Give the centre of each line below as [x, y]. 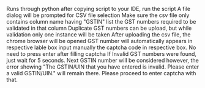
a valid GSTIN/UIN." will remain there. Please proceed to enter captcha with [101, 73]
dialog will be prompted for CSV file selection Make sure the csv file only [98, 15]
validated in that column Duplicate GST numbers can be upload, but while [99, 28]
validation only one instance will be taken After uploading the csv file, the [99, 35]
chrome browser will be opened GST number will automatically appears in [99, 41]
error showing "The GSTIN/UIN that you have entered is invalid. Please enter [103, 67]
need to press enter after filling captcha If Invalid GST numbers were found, [102, 54]
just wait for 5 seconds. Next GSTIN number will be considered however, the [102, 60]
